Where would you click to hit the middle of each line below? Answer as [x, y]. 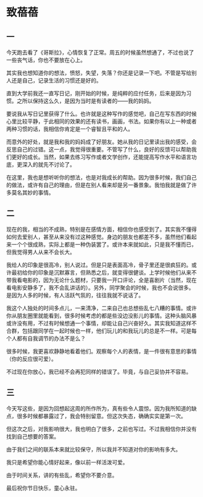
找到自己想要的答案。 [33, 436]
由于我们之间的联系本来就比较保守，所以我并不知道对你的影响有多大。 [94, 449]
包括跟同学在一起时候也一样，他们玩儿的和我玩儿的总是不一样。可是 [107, 330]
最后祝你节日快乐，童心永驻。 [43, 488]
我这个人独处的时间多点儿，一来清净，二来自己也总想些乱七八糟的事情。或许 [101, 308]
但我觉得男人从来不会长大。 [41, 252]
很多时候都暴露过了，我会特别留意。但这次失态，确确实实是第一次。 [101, 416]
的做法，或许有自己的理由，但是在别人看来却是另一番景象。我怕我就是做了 [99, 185]
